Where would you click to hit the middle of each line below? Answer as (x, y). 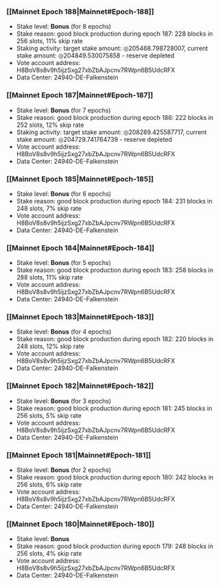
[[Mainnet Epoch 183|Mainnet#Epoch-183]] (81, 317)
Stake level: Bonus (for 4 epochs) (64, 332)
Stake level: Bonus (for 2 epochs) (64, 470)
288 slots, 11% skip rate (50, 277)
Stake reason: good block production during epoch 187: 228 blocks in (114, 34)
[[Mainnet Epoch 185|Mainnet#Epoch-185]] (80, 179)
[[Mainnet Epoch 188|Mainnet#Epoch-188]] (81, 12)
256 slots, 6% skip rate (49, 485)
